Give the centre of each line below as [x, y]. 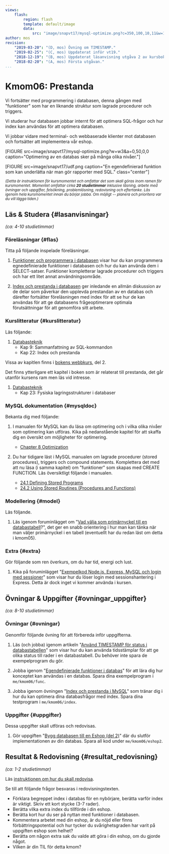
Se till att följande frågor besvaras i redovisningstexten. [62, 788]
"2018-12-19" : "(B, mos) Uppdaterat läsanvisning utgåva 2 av [81, 57]
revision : [16, 43]
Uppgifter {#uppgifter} [33, 715]
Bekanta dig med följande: [32, 416]
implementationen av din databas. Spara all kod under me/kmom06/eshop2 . [88, 741]
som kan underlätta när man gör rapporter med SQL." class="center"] [77, 172]
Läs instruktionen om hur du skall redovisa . [50, 779]
